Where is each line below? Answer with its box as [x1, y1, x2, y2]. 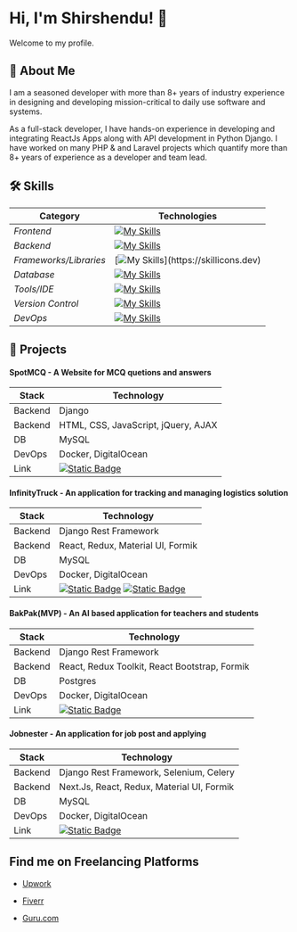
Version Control [13, 297, 79, 309]
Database [13, 268, 55, 280]
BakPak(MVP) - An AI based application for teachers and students [9, 607, 260, 618]
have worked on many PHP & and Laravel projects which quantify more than [9, 142, 288, 153]
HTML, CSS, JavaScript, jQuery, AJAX [59, 419, 218, 432]
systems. [9, 106, 43, 117]
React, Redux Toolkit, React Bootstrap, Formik [59, 660, 250, 672]
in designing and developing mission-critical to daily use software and [9, 96, 266, 107]
